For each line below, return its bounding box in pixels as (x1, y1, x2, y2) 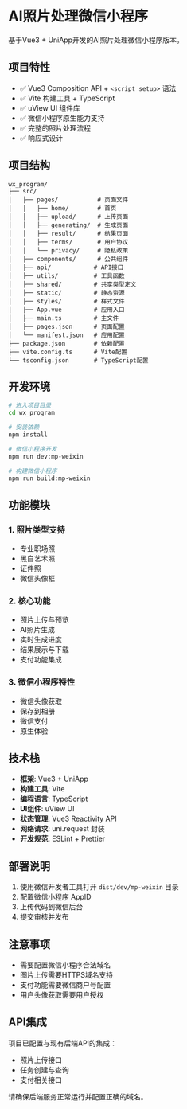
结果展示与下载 (19, 645, 69, 654)
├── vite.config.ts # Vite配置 (8, 348, 127, 356)
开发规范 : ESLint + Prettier (19, 834, 106, 844)
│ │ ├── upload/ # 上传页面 (8, 213, 129, 221)
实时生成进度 (19, 635, 62, 645)
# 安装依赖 (8, 424, 40, 431)
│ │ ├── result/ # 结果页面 (8, 229, 129, 237)
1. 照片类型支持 (8, 524, 66, 535)
